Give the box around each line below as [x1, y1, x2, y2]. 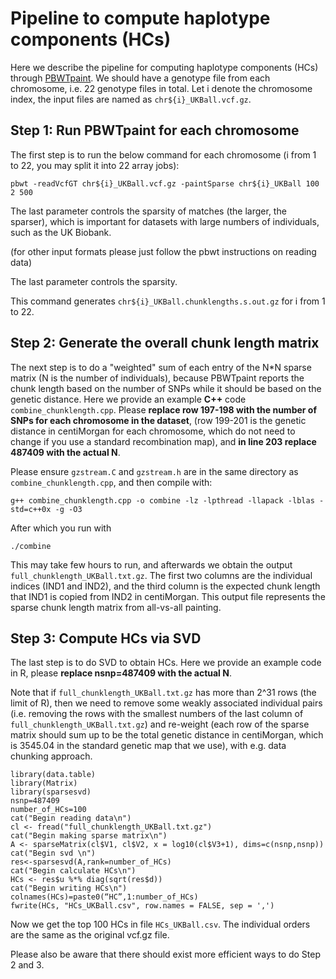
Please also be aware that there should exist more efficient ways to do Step [10, 948, 322, 961]
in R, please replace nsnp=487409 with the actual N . [10, 667, 232, 679]
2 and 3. [10, 959, 45, 971]
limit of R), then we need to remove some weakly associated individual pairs [10, 697, 323, 709]
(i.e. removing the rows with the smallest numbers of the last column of [10, 708, 304, 720]
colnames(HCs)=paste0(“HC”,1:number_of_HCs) [10, 892, 199, 902]
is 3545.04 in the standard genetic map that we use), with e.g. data [10, 740, 287, 752]
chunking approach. [10, 750, 93, 762]
